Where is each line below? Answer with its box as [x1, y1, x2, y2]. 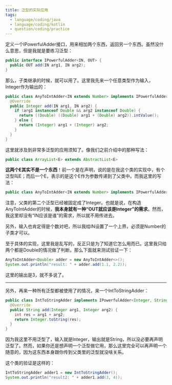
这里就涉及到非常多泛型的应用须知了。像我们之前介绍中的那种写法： [5, 146, 149, 153]
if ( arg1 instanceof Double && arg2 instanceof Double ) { [14, 108, 141, 113]
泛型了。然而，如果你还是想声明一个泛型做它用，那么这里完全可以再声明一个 [5, 343, 167, 349]
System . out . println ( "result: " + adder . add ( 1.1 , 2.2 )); [5, 262, 127, 267]
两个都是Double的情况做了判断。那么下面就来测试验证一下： [5, 247, 133, 253]
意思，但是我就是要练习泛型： [9, 48, 73, 54]
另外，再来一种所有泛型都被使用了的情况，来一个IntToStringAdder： [5, 288, 149, 293]
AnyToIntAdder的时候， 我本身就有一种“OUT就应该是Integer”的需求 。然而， [5, 206, 166, 212]
